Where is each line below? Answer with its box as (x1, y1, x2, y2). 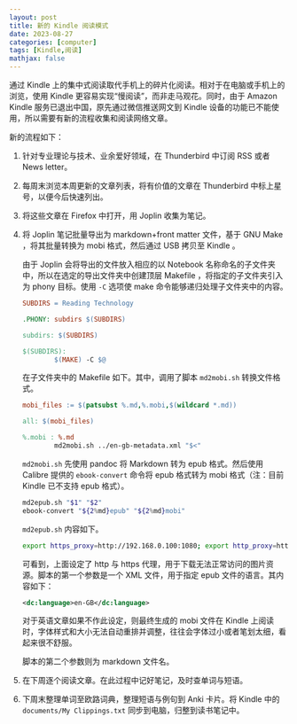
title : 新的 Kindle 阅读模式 (9, 21, 109, 30)
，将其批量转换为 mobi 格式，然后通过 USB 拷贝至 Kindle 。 (21, 240, 241, 251)
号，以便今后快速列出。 (21, 191, 108, 202)
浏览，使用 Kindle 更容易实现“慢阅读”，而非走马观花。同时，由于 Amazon (9, 90, 277, 101)
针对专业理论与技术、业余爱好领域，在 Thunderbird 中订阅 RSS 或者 (21, 151, 270, 160)
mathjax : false (9, 54, 66, 63)
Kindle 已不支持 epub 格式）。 (21, 480, 129, 491)
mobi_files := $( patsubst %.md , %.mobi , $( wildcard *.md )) (21, 401, 238, 410)
